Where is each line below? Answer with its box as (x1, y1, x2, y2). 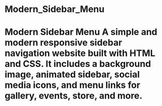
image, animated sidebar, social (5, 69, 140, 80)
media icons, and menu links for (5, 79, 140, 91)
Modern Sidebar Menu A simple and (5, 26, 157, 38)
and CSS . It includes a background (5, 58, 151, 69)
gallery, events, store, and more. (5, 90, 142, 101)
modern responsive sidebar (5, 37, 122, 48)
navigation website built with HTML (5, 47, 155, 59)
